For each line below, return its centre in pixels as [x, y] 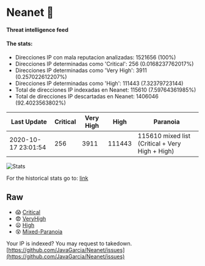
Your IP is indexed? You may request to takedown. [69, 243]
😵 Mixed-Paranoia [39, 231]
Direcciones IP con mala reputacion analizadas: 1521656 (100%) [95, 57]
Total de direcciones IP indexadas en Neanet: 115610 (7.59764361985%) [106, 90]
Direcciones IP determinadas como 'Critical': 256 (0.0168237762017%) [104, 64]
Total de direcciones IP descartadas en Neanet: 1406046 [87, 96]
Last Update [29, 122]
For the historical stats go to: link [47, 178]
